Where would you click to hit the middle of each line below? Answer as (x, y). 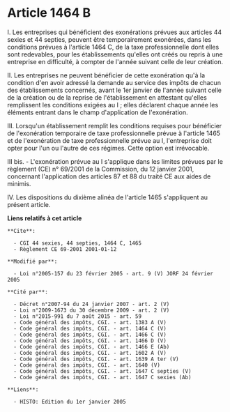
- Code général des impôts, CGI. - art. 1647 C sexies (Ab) (102, 377)
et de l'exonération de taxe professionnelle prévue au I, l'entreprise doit (110, 140)
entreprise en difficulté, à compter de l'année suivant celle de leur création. (115, 61)
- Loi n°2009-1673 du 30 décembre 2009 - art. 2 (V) (92, 310)
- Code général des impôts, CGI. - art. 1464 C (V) (90, 328)
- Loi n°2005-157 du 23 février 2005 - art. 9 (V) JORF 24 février (114, 273)
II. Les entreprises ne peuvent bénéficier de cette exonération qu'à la (106, 75)
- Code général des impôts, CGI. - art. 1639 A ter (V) (96, 359)
